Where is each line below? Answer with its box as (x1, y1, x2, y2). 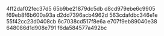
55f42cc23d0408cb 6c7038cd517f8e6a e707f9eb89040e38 (6, 18, 158, 25)
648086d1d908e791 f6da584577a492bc (6, 24, 107, 31)
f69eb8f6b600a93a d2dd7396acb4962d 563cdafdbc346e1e (6, 11, 158, 19)
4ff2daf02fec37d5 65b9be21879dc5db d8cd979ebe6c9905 (6, 5, 156, 12)
